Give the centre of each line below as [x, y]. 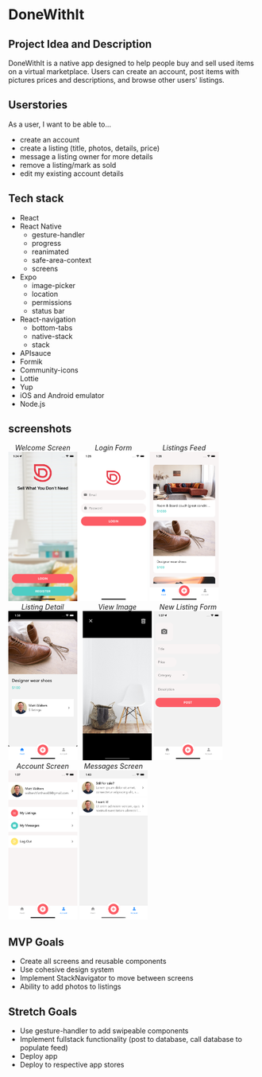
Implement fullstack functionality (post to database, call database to [131, 1040]
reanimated [50, 252]
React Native [40, 226]
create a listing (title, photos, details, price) [90, 148]
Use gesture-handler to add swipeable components [104, 1031]
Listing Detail [43, 607]
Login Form [114, 448]
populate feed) [44, 1048]
